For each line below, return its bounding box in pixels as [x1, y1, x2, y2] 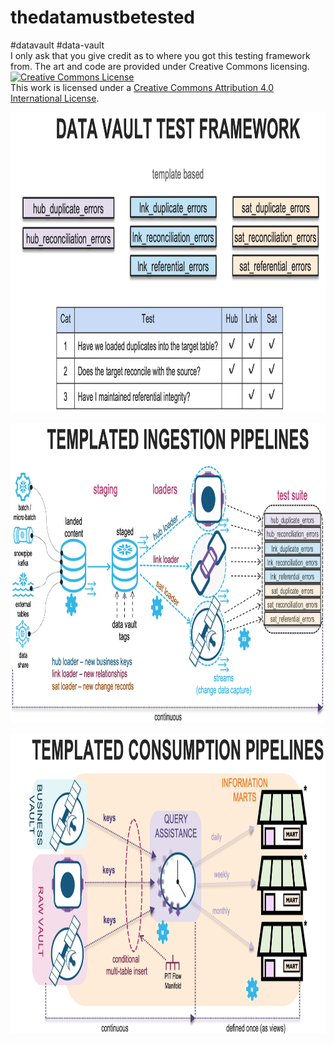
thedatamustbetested [10, 6, 195, 29]
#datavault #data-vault [10, 39, 105, 51]
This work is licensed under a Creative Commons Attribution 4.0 [10, 81, 275, 93]
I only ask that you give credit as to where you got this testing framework [10, 49, 311, 61]
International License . [10, 92, 100, 104]
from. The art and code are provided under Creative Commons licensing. [10, 60, 310, 72]
